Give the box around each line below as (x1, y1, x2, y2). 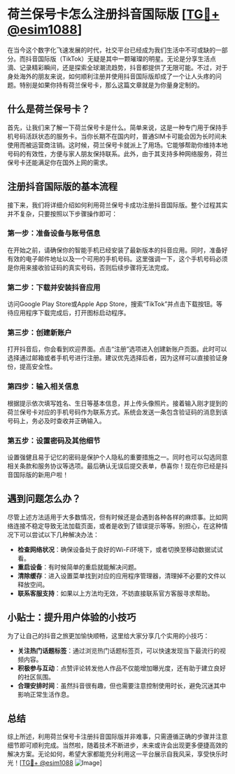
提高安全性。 (19, 362, 57, 371)
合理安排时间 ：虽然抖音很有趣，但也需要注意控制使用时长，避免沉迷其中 (17, 681, 226, 690)
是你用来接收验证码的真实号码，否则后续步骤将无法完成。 (7, 263, 173, 272)
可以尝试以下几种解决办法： (19, 530, 99, 539)
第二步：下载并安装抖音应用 (7, 282, 101, 292)
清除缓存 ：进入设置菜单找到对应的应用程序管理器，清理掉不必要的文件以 (17, 572, 226, 580)
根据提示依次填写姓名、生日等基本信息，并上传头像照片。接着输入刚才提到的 (7, 399, 228, 407)
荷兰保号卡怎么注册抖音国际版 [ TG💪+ (7, 6, 220, 22)
